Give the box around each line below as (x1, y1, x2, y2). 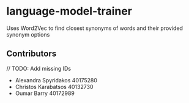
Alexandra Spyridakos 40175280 (15, 76, 98, 83)
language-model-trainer (6, 4, 133, 18)
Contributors (6, 49, 57, 59)
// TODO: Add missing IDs (6, 65, 72, 72)
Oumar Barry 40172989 (15, 90, 75, 97)
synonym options (6, 30, 50, 38)
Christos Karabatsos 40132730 (15, 83, 94, 90)
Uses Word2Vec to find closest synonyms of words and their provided (6, 24, 183, 32)
